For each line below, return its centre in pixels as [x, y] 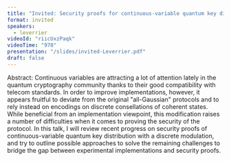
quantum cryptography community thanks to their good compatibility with [112, 85]
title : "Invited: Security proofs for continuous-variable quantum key [112, 13]
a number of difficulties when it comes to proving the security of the [104, 121]
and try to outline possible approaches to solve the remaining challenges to [114, 143]
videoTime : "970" [32, 45]
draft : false [26, 58]
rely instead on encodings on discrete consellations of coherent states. [108, 106]
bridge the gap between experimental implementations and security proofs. [114, 150]
